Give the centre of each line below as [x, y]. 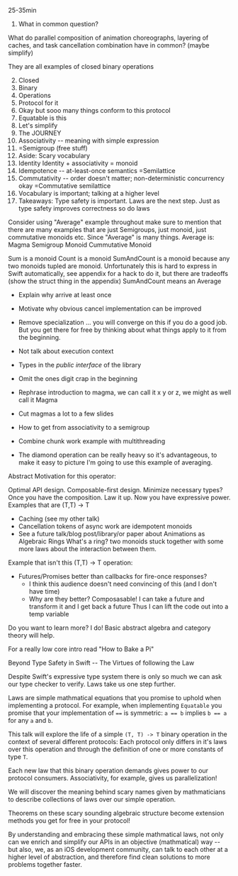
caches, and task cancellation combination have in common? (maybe [109, 45]
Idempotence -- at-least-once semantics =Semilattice [97, 171]
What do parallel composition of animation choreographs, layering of [108, 38]
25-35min [23, 10]
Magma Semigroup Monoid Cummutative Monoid [80, 245]
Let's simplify [38, 126]
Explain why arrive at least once [65, 295]
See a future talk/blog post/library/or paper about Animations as [112, 534]
